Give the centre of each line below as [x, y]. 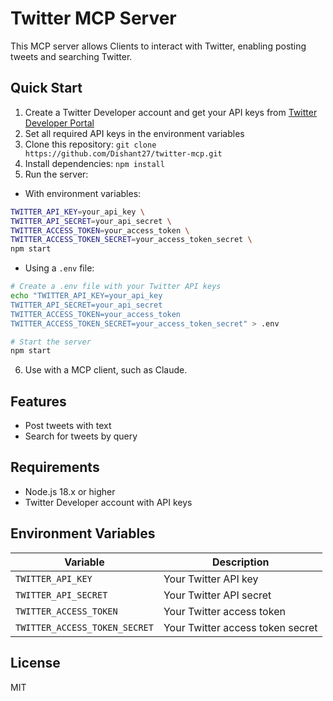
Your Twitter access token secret [240, 627]
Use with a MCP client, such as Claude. [106, 370]
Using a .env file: [59, 268]
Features [38, 401]
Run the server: [56, 174]
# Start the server [51, 342]
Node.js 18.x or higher [70, 491]
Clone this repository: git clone [90, 144]
